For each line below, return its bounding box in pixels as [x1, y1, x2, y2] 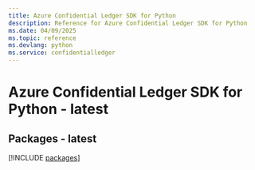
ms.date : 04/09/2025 [8, 26, 77, 34]
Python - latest [8, 101, 109, 118]
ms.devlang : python [8, 42, 73, 49]
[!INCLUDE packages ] [8, 153, 80, 162]
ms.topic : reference [8, 34, 77, 42]
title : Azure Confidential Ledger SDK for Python [8, 11, 177, 20]
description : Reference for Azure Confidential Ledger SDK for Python [8, 19, 248, 27]
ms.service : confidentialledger [8, 49, 116, 57]
